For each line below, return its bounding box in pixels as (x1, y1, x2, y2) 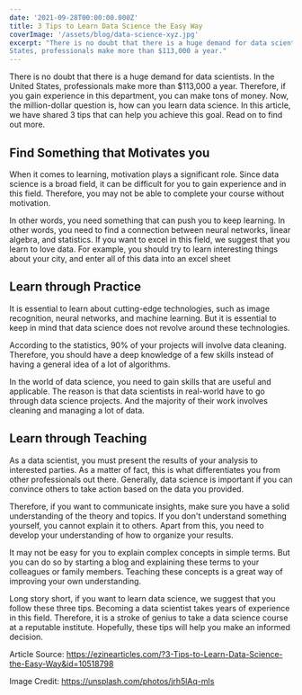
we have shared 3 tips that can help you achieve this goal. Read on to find (9, 110, 283, 120)
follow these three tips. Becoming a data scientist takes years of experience (9, 602, 290, 613)
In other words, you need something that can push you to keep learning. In (9, 215, 286, 226)
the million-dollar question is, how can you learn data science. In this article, (9, 100, 291, 111)
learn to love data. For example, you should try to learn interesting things (9, 244, 279, 254)
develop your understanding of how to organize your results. (9, 530, 234, 540)
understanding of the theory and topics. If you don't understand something (9, 510, 288, 521)
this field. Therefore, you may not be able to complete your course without (9, 188, 285, 199)
